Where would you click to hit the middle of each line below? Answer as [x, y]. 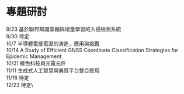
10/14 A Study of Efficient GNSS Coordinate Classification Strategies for [92, 50]
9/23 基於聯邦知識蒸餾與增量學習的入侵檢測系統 [64, 29]
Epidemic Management [34, 56]
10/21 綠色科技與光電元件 [36, 63]
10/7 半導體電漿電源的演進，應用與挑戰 [53, 44]
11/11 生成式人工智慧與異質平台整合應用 [53, 70]
